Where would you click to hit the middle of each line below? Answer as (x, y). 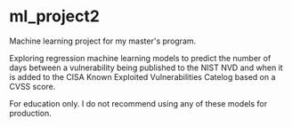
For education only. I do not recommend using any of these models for (138, 103)
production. (30, 113)
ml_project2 (55, 16)
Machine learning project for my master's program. (103, 41)
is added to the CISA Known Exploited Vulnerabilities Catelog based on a (142, 76)
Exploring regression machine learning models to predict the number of (140, 58)
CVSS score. (32, 86)
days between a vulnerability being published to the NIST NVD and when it (146, 67)
